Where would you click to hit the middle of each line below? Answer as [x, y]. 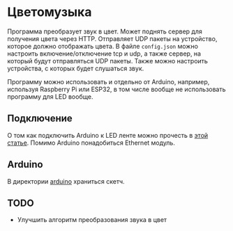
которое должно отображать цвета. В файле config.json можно [103, 46]
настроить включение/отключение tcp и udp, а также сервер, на [104, 54]
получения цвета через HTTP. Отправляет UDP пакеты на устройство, [112, 38]
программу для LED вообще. [50, 96]
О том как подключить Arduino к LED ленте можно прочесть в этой [108, 135]
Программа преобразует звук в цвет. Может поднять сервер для [105, 31]
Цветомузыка [50, 12]
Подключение [40, 119]
